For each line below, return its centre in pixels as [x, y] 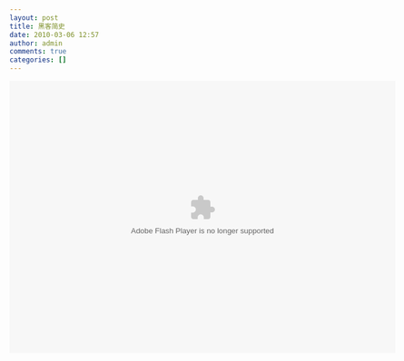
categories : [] [38, 60]
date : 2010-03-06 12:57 [54, 34]
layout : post [34, 18]
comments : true [38, 52]
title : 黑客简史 [37, 26]
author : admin [36, 43]
